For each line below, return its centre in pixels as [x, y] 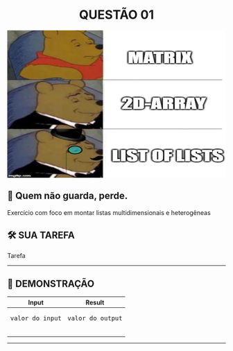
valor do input [36, 318]
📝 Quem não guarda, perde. [68, 196]
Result [95, 302]
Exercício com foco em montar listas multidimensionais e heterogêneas [109, 212]
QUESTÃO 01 [116, 15]
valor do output [95, 318]
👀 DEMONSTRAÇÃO [51, 283]
